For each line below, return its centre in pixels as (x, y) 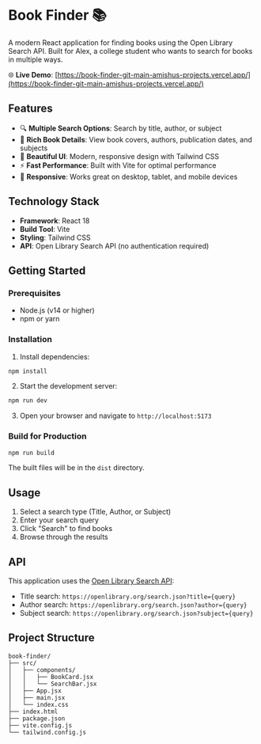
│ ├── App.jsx (35, 691)
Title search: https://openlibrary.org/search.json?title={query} (127, 596)
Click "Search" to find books (66, 529)
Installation (30, 340)
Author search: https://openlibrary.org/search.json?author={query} (133, 605)
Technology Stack (54, 201)
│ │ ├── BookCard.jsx (51, 677)
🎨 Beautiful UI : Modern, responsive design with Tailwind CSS (119, 156)
